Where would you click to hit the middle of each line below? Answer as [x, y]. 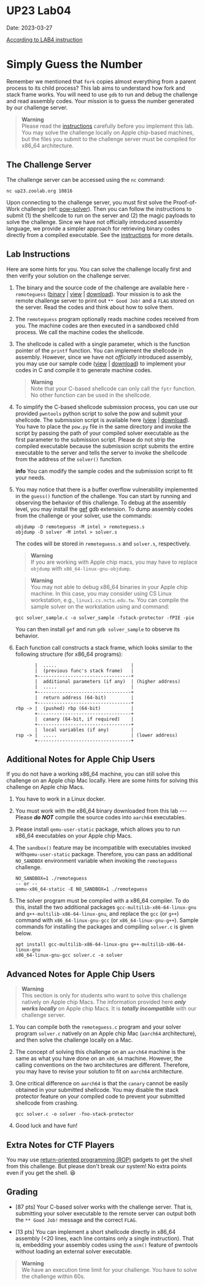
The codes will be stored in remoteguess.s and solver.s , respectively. [103, 544]
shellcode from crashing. [47, 1103]
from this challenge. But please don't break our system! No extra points [97, 1166]
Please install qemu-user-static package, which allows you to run [98, 829]
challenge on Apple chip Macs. [45, 787]
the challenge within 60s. [53, 1276]
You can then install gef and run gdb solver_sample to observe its [97, 629]
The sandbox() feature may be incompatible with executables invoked [103, 848]
